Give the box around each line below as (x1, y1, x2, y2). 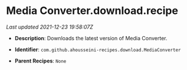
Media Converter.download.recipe (6, 4, 179, 17)
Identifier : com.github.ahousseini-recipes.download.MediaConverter (14, 45, 181, 53)
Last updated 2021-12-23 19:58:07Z (6, 23, 93, 30)
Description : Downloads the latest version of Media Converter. (14, 34, 168, 41)
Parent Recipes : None (14, 57, 67, 64)
